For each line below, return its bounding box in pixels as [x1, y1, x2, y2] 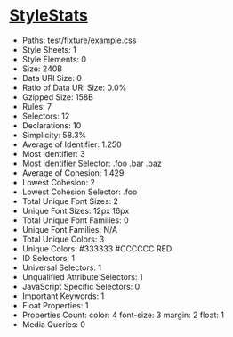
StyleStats [9, 5, 89, 26]
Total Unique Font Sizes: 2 [21, 195, 118, 206]
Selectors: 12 [21, 111, 70, 121]
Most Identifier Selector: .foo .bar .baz [21, 158, 162, 168]
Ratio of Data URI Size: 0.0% [21, 82, 127, 93]
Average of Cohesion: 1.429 [21, 167, 125, 178]
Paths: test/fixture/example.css [21, 35, 137, 45]
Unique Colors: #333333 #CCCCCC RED [21, 242, 173, 254]
